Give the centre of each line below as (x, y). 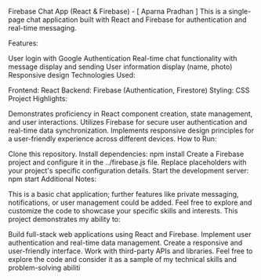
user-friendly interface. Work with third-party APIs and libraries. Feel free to (130, 251)
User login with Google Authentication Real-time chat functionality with (123, 58)
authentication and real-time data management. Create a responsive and (125, 243)
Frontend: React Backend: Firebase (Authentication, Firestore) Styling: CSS (129, 90)
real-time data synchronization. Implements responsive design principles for (131, 130)
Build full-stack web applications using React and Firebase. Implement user (130, 234)
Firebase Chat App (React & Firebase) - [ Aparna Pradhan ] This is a (118, 11)
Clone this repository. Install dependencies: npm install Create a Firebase (126, 154)
